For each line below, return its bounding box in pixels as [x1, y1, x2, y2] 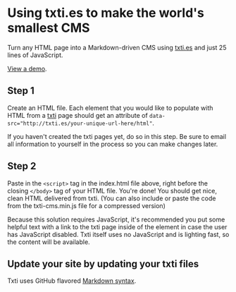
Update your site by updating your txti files [7, 257, 199, 269]
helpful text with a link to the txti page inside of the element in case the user [7, 222, 228, 231]
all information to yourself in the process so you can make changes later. [7, 140, 218, 148]
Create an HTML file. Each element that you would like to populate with [7, 104, 213, 112]
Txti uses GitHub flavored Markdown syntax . [7, 276, 137, 285]
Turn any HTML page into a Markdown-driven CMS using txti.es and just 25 [7, 43, 227, 51]
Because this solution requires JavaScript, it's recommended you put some [7, 215, 225, 224]
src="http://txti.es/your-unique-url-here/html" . [7, 118, 155, 127]
